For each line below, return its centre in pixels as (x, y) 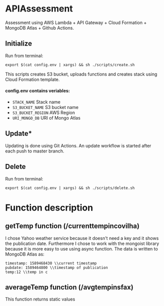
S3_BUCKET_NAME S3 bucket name (45, 107)
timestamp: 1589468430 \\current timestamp (51, 263)
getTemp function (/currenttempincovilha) (72, 226)
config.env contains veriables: (38, 91)
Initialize (19, 44)
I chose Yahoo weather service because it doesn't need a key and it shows (82, 238)
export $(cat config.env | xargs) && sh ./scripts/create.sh (70, 65)
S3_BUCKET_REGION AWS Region (44, 112)
